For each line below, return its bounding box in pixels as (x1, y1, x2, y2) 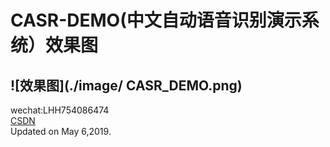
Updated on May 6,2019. (10, 126, 112, 137)
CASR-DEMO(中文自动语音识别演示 (10, 9, 302, 32)
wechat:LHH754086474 (10, 104, 110, 116)
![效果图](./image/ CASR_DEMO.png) (10, 77, 243, 94)
